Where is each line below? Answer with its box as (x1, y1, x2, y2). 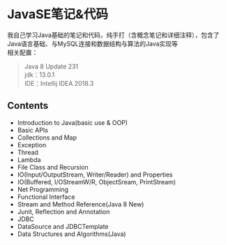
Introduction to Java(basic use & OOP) (17, 118, 128, 126)
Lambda (17, 155, 41, 164)
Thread (17, 148, 38, 156)
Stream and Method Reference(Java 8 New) (17, 200, 144, 208)
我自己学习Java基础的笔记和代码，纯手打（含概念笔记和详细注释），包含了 (7, 31, 220, 39)
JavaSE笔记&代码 (7, 6, 109, 22)
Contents (7, 100, 49, 112)
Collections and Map (17, 133, 77, 142)
